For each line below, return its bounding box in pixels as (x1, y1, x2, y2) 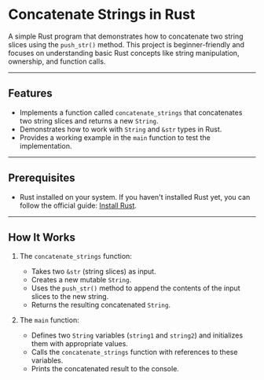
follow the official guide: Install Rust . (19, 201, 137, 210)
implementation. (19, 141, 72, 150)
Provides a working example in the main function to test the (19, 132, 211, 142)
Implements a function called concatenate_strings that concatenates (19, 108, 243, 117)
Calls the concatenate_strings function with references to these (31, 348, 238, 357)
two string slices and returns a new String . (19, 116, 159, 125)
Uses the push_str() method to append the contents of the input (31, 283, 241, 293)
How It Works (8, 231, 76, 244)
